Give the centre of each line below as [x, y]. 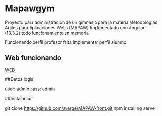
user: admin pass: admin [30, 89]
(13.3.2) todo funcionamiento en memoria [47, 33]
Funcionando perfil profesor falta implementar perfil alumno [66, 42]
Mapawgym [30, 9]
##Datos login [19, 79]
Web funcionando [33, 58]
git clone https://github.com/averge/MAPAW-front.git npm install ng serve [80, 108]
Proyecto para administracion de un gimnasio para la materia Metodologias [81, 22]
